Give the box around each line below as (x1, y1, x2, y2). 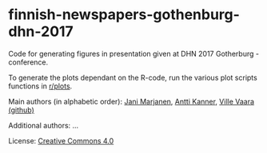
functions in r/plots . (8, 81, 73, 91)
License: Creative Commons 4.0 (8, 135, 114, 145)
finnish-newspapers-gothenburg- (8, 6, 240, 24)
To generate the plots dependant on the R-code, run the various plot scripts (8, 73, 257, 82)
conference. (8, 57, 49, 67)
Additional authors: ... (8, 120, 79, 130)
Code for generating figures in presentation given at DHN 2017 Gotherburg (8, 49, 254, 58)
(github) (8, 105, 34, 115)
